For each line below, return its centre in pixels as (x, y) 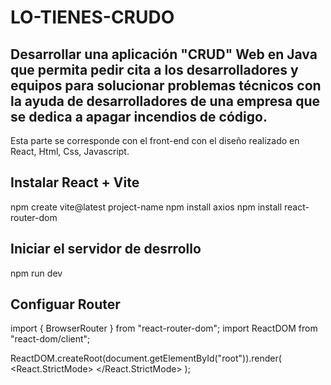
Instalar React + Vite (75, 182)
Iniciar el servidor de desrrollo (106, 249)
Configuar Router (65, 304)
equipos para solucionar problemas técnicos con (166, 85)
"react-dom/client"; (50, 339)
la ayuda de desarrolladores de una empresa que (165, 101)
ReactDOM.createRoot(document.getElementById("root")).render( (146, 358)
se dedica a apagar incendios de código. (139, 116)
